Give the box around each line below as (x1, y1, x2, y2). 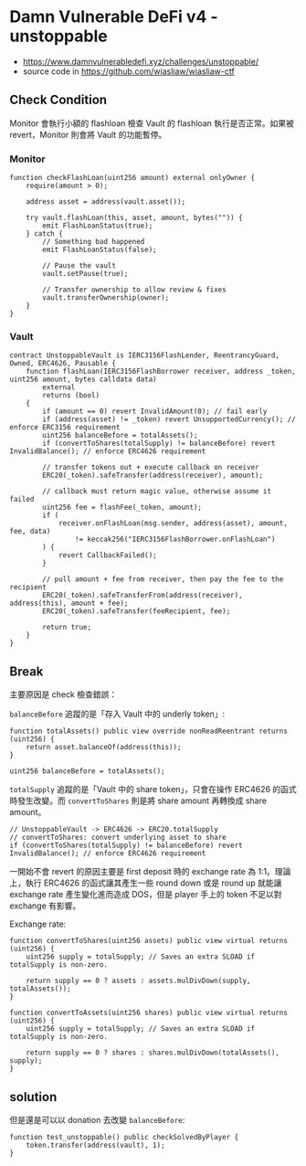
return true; (42, 623, 92, 632)
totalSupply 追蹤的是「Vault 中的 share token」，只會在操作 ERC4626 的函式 (9, 784, 297, 795)
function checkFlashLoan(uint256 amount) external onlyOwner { (9, 174, 256, 183)
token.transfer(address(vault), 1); (26, 1140, 166, 1150)
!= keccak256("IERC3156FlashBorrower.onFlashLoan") (74, 535, 276, 545)
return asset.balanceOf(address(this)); (26, 743, 182, 752)
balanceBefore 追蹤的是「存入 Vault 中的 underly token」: (9, 708, 226, 719)
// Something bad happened (42, 238, 145, 247)
